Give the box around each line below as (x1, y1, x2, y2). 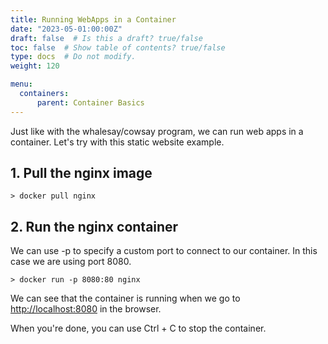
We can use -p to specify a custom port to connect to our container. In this (10, 245, 318, 257)
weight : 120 (10, 61, 60, 71)
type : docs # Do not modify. (10, 52, 137, 62)
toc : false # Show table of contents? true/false (10, 42, 226, 53)
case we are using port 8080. (10, 256, 132, 268)
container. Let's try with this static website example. (10, 136, 225, 148)
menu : (10, 79, 33, 90)
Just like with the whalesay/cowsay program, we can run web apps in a (10, 125, 304, 137)
